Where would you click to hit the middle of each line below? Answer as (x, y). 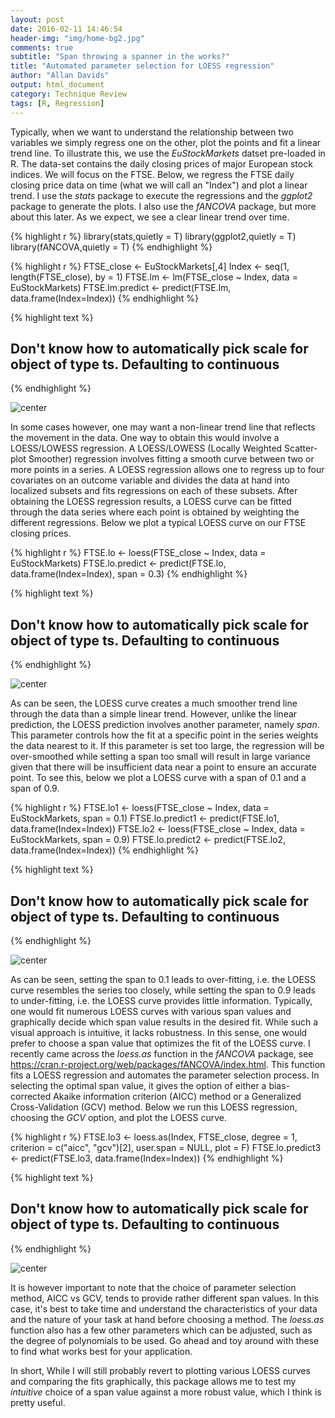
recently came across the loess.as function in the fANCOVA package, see (162, 1053)
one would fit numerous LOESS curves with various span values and (151, 1011)
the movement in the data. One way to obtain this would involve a (145, 438)
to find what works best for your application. (101, 1351)
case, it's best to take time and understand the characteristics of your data (164, 1308)
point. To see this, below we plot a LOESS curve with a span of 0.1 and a (158, 778)
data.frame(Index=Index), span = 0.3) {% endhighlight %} (129, 574)
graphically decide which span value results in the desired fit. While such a (164, 1022)
